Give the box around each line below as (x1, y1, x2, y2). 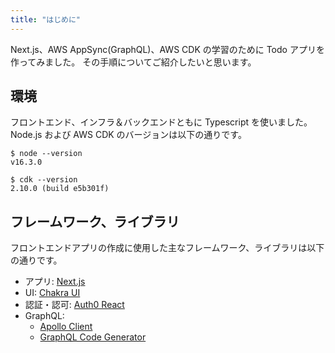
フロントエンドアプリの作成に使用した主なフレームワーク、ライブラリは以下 (10, 242, 325, 254)
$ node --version (10, 149, 83, 159)
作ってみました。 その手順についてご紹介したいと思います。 (10, 56, 257, 68)
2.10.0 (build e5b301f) (10, 184, 110, 194)
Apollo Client (39, 321, 93, 333)
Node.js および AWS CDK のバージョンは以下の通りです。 (10, 129, 247, 141)
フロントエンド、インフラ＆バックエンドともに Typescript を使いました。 (10, 116, 313, 128)
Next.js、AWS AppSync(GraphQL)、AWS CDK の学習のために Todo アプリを (10, 43, 325, 55)
